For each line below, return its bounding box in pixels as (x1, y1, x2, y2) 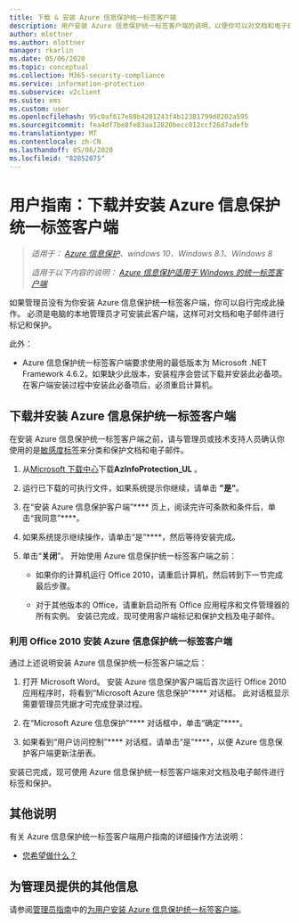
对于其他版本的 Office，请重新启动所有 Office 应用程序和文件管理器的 (35, 600, 290, 610)
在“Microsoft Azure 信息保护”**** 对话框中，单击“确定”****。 (21, 717, 247, 728)
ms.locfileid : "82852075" (9, 153, 105, 163)
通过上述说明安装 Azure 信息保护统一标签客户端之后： (9, 657, 207, 668)
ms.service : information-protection (9, 79, 145, 88)
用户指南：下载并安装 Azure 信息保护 (9, 195, 281, 215)
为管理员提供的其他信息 (9, 878, 138, 894)
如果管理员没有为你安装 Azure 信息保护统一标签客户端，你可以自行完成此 (9, 298, 278, 308)
